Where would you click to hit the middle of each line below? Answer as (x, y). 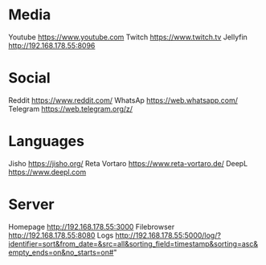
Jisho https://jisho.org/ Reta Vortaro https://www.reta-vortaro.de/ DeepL (128, 163)
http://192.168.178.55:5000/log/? (168, 235)
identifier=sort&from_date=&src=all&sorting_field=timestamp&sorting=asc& (133, 243)
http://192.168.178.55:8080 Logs (61, 235)
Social (29, 78)
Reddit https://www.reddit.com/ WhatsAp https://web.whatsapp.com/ (123, 100)
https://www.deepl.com (47, 172)
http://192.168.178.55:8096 (52, 45)
